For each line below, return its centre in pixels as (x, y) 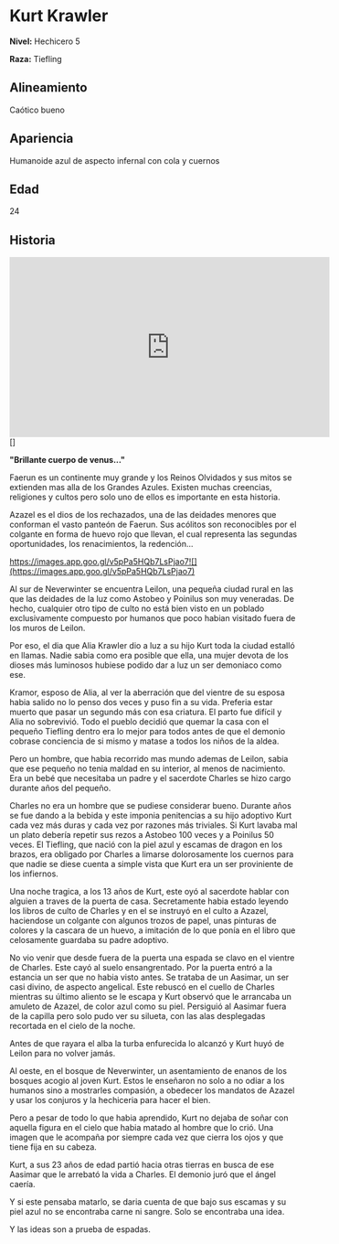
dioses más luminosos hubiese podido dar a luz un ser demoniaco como (146, 665)
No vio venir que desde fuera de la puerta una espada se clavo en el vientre (152, 958)
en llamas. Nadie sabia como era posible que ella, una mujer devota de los (149, 656)
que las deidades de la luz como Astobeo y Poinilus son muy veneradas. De (152, 599)
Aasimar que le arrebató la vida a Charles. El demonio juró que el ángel (143, 1174)
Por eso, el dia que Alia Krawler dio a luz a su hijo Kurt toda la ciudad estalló (152, 646)
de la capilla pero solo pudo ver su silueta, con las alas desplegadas (138, 1016)
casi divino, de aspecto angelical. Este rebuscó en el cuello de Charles (143, 987)
